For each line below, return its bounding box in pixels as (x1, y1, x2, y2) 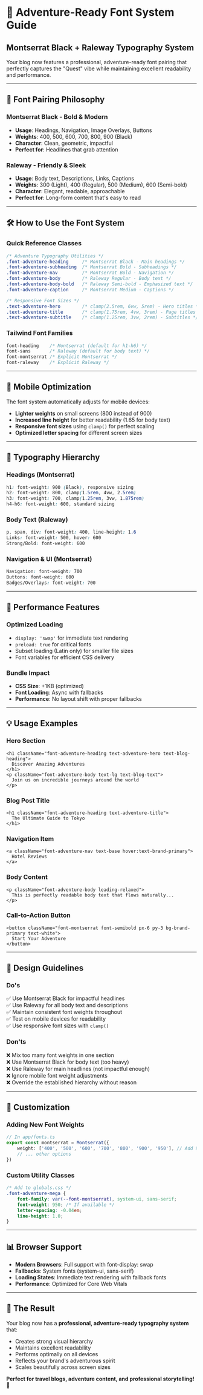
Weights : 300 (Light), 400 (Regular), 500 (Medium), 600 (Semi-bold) (14, 181, 187, 188)
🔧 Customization (6, 1102, 70, 1113)
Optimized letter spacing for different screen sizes (14, 429, 143, 436)
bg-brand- (166, 925, 190, 931)
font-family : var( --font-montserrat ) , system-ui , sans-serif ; (17, 1196, 177, 1202)
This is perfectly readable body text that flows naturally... (11, 892, 174, 898)
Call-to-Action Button (6, 911, 71, 920)
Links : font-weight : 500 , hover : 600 (6, 535, 101, 541)
